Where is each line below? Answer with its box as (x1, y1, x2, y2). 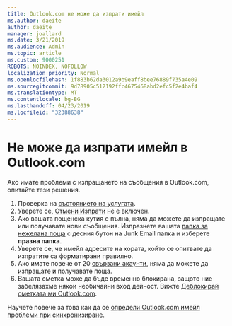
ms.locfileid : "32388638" (7, 109, 83, 116)
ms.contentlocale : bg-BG (7, 96, 81, 103)
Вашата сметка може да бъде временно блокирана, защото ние (17, 274, 213, 283)
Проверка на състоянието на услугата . (17, 199, 136, 207)
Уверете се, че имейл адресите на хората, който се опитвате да (17, 244, 212, 252)
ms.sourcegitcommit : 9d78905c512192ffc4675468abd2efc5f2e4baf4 (7, 83, 198, 90)
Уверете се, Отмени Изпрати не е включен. (17, 206, 150, 215)
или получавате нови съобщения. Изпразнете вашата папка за (17, 221, 209, 230)
